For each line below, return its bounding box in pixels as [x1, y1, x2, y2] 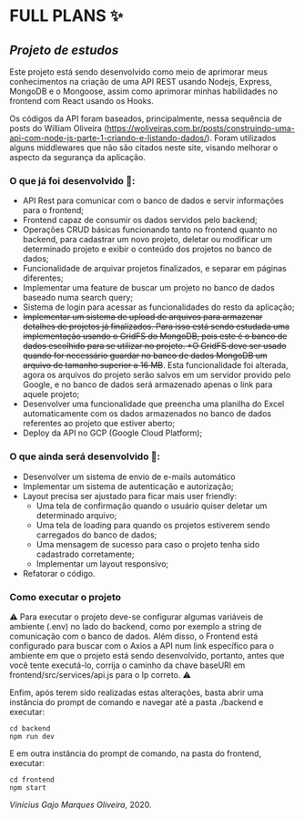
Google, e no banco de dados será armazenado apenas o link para [22, 379, 273, 390]
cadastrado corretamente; [35, 548, 135, 559]
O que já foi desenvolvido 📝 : [9, 174, 136, 187]
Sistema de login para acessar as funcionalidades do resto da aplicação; [22, 302, 295, 312]
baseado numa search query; [22, 292, 134, 303]
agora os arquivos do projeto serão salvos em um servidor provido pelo [22, 370, 291, 381]
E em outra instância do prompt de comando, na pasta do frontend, [9, 748, 262, 759]
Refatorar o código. [22, 568, 96, 578]
